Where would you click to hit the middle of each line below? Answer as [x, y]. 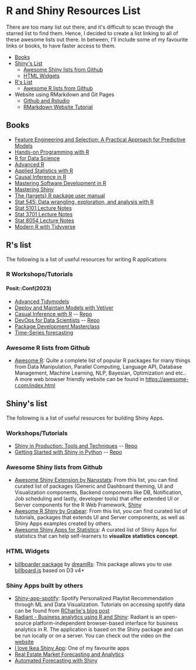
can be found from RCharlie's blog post [62, 610]
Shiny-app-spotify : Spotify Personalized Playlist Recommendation [94, 598]
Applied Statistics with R [44, 171]
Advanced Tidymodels [42, 301]
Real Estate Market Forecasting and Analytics [69, 654]
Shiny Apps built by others [44, 586]
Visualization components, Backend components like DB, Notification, [99, 492]
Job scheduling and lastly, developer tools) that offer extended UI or [97, 499]
